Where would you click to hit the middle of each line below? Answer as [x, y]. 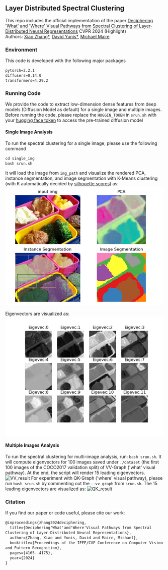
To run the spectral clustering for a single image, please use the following [81, 143]
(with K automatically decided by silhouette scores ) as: [62, 183]
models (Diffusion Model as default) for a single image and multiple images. [83, 110]
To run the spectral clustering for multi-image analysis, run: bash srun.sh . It [83, 456]
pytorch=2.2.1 [20, 71]
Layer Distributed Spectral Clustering [65, 8]
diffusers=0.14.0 [23, 76]
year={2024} [22, 558]
